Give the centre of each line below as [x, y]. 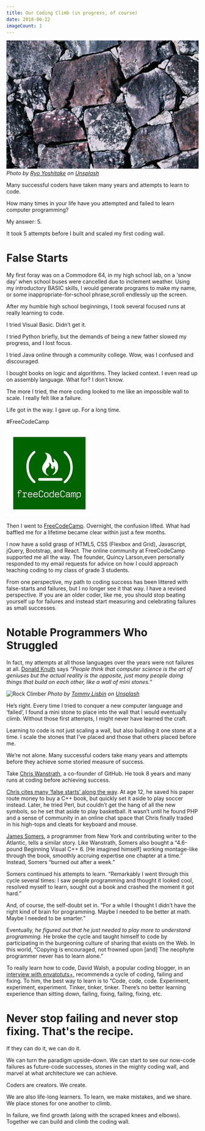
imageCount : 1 [24, 26]
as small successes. [31, 608]
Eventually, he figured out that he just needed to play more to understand [99, 930]
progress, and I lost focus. [39, 343]
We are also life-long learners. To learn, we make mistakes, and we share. [99, 1097]
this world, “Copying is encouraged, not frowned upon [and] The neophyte [100, 949]
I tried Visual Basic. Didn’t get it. [46, 324]
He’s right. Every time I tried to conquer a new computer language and [95, 705]
